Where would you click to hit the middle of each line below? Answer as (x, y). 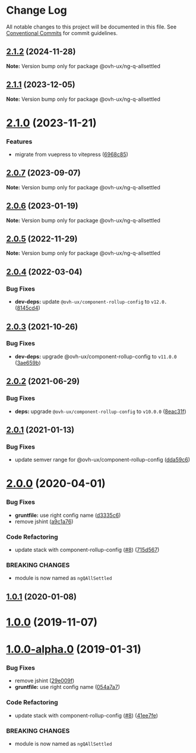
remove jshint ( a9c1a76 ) (44, 521)
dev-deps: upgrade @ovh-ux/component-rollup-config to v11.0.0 (96, 356)
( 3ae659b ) (28, 363)
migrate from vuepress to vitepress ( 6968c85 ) (72, 154)
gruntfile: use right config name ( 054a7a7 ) (67, 687)
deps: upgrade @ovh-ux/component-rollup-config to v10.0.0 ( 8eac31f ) (100, 411)
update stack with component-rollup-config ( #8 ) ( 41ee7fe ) (86, 715)
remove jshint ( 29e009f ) (45, 681)
